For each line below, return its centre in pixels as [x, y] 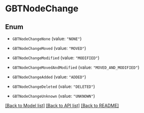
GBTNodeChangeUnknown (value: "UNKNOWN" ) [54, 96]
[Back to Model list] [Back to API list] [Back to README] [62, 106]
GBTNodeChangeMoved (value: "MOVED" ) [49, 48]
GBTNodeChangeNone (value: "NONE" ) [47, 38]
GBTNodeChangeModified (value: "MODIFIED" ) [56, 58]
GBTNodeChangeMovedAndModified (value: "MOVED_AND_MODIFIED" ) [76, 67]
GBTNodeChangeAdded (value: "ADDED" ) [49, 77]
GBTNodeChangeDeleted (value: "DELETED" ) [54, 86]
